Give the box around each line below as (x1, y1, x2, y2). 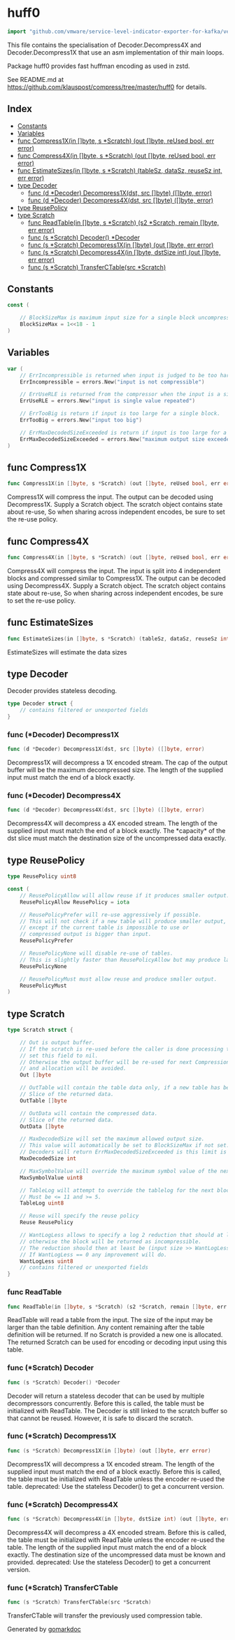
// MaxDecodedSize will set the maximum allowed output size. (20, 1135, 205, 1142)
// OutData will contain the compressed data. (20, 1109, 158, 1117)
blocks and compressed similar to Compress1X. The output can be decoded (7, 574, 226, 582)
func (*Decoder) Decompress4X (7, 791, 121, 801)
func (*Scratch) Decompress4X (7, 1499, 119, 1509)
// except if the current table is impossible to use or (20, 924, 190, 932)
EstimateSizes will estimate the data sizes (7, 647, 127, 656)
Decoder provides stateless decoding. (7, 687, 117, 695)
